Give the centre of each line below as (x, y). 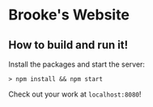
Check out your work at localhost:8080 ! (75, 94)
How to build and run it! (68, 45)
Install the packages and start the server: (77, 64)
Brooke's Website (69, 15)
